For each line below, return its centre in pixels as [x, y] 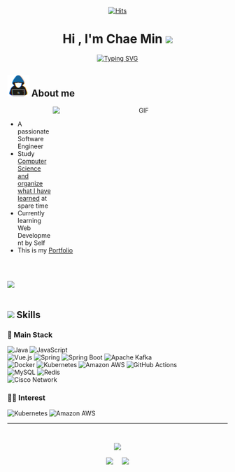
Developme [34, 235]
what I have [34, 191]
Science [29, 169]
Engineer [30, 146]
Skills [28, 315]
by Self [35, 243]
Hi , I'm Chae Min [113, 39]
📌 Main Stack [30, 335]
